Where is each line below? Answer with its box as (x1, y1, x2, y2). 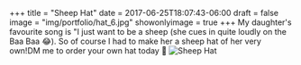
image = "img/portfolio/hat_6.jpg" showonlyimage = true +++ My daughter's (9, 17, 292, 28)
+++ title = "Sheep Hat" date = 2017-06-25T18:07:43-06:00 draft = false (9, 8, 279, 18)
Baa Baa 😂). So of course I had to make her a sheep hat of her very (9, 36, 261, 46)
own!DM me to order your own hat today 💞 (9, 45, 168, 56)
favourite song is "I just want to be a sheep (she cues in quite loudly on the (9, 27, 287, 37)
